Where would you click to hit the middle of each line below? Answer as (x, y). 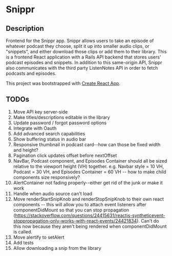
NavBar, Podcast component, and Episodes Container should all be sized (90, 161)
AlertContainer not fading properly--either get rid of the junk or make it (88, 183)
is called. (23, 231)
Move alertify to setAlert (39, 237)
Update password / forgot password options (60, 123)
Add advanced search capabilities (49, 133)
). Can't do (148, 221)
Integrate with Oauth (35, 128)
